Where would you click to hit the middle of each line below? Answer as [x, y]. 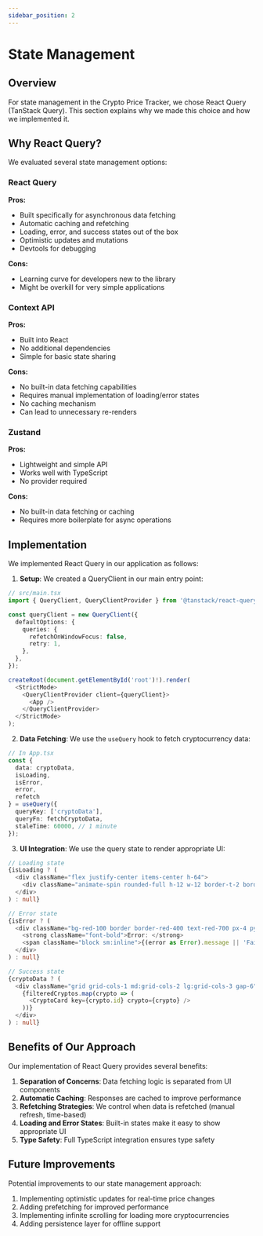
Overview [32, 83]
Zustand [25, 432]
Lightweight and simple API [63, 465]
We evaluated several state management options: [88, 163]
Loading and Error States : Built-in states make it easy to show [120, 1123]
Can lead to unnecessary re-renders [78, 412]
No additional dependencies [65, 348]
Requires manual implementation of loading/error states [109, 395]
